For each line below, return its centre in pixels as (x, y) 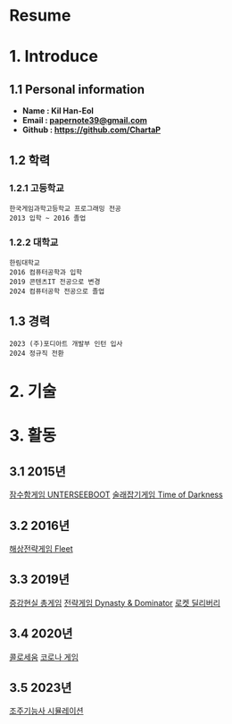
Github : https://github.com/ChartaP (91, 130)
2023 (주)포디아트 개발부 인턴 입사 (66, 344)
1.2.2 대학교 (34, 242)
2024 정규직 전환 (37, 353)
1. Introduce (54, 57)
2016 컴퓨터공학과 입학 (46, 273)
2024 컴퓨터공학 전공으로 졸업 (57, 291)
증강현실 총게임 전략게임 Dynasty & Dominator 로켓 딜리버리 (115, 602)
